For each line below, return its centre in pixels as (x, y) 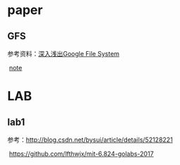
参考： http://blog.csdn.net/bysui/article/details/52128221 (90, 140)
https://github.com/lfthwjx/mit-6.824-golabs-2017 (81, 154)
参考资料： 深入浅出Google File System (64, 54)
